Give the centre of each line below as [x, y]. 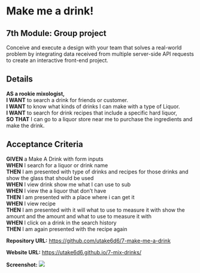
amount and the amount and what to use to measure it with [79, 216]
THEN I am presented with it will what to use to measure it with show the [96, 210]
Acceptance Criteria [45, 144]
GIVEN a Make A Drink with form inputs [55, 159]
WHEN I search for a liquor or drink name [57, 165]
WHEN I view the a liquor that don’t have [56, 191]
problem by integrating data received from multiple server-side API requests [100, 54]
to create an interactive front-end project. [57, 60]
